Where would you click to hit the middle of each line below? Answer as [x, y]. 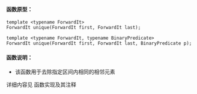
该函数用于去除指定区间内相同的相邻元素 [65, 72]
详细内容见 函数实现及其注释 [41, 85]
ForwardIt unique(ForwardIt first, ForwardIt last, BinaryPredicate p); [99, 43]
